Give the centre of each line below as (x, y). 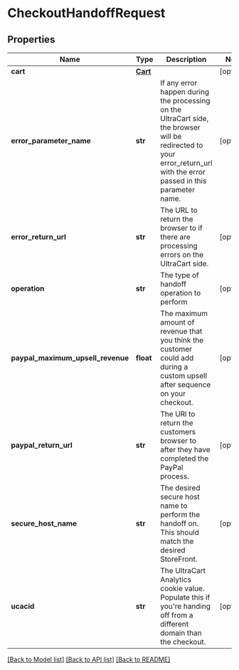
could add (177, 358)
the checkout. (183, 642)
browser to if (181, 228)
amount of (177, 322)
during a (174, 367)
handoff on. (179, 523)
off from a (176, 615)
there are (175, 237)
